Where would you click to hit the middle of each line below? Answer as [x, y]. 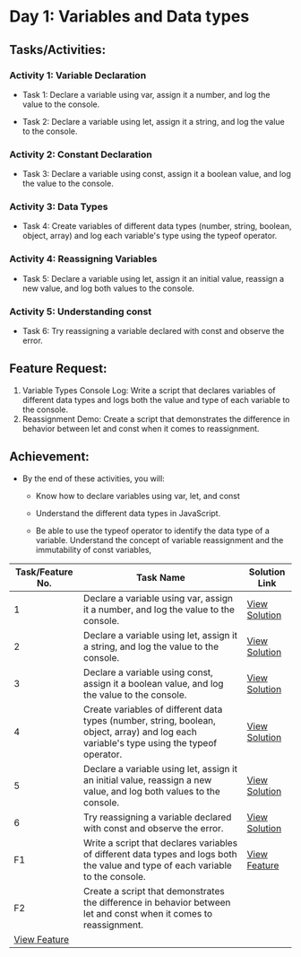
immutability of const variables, [94, 549]
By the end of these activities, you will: [94, 478]
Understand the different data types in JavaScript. [128, 513]
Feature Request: [58, 369]
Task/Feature [44, 572]
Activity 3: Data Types [59, 206]
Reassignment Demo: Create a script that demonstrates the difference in [156, 418]
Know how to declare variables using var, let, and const [138, 496]
